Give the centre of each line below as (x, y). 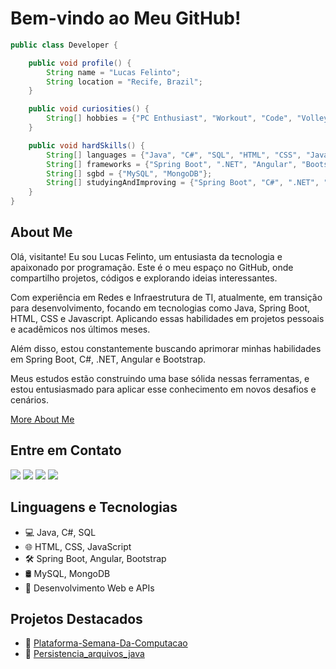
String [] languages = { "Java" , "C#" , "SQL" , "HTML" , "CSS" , (174, 155)
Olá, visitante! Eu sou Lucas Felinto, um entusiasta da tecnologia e (146, 256)
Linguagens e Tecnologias (94, 507)
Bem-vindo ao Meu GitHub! (126, 18)
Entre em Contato (66, 450)
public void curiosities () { (89, 109)
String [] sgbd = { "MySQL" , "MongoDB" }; (129, 173)
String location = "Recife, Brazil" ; (124, 82)
